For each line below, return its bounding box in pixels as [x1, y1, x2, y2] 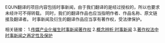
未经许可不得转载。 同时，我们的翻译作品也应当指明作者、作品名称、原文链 [5, 10, 158, 16]
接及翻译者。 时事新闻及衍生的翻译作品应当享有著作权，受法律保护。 [5, 16, 144, 22]
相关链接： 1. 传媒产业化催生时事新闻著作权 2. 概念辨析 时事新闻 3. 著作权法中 [5, 27, 159, 32]
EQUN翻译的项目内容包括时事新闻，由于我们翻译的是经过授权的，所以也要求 [5, 4, 160, 10]
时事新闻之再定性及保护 [5, 33, 53, 38]
